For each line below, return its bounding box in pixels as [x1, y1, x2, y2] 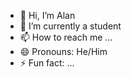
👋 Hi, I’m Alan [19, 10, 76, 21]
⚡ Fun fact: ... [19, 57, 75, 69]
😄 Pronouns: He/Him [19, 46, 108, 57]
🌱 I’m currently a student [19, 20, 122, 32]
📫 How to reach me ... [19, 31, 113, 43]
